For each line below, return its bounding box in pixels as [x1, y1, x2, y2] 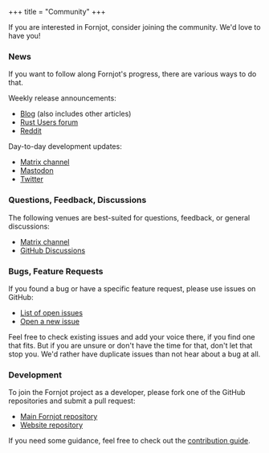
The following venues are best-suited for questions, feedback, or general [8, 212, 251, 222]
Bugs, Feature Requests [8, 266, 104, 277]
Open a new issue [19, 316, 80, 326]
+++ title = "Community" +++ [8, 7, 106, 16]
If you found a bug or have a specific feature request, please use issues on [8, 283, 256, 293]
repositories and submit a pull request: [8, 396, 136, 406]
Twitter [19, 175, 44, 184]
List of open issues [19, 307, 83, 317]
